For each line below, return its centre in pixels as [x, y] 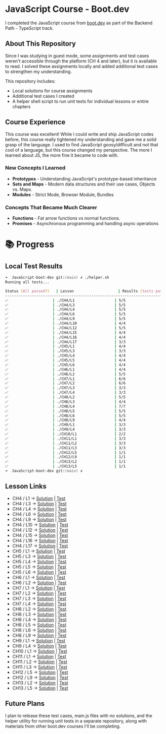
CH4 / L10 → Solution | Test [40, 525]
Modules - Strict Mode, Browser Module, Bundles [63, 194]
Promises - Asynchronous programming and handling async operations [85, 224]
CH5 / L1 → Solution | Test [39, 551]
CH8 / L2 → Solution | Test [39, 609]
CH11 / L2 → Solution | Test [40, 662]
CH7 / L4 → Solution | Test [39, 604]
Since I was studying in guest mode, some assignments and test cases [77, 56]
